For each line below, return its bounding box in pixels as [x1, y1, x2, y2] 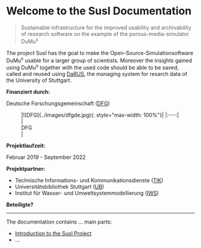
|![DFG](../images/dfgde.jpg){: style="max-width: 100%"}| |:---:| [21, 111, 179, 118]
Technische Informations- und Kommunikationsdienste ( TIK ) [14, 176, 163, 183]
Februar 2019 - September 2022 [6, 154, 86, 161]
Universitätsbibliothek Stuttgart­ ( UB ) [14, 183, 105, 190]
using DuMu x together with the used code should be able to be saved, [6, 63, 179, 71]
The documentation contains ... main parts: [6, 218, 112, 225]
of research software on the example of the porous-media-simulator [20, 30, 190, 37]
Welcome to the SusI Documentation [6, 4, 192, 18]
